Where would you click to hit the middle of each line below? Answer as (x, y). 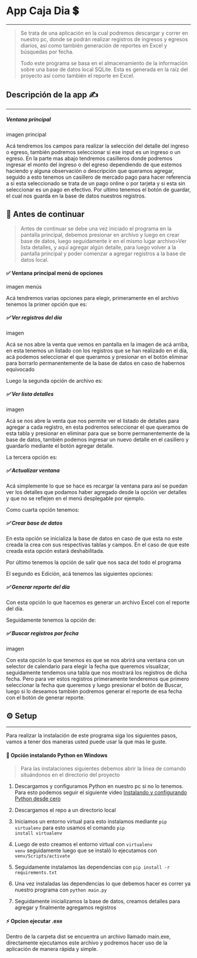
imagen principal (26, 134)
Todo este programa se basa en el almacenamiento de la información (104, 63)
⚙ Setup (22, 716)
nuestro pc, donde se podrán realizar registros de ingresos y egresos (104, 39)
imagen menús (24, 286)
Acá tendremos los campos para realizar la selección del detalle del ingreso (98, 146)
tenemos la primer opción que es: (47, 304)
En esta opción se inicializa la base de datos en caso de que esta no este (94, 538)
